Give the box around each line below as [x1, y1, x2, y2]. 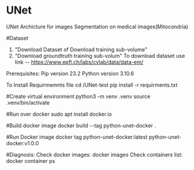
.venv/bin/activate [6, 99, 50, 106]
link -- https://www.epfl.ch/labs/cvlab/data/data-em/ [14, 58, 144, 66]
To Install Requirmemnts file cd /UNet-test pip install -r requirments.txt [6, 81, 178, 89]
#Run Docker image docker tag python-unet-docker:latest [6, 133, 148, 140]
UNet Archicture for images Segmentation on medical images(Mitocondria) [6, 23, 189, 30]
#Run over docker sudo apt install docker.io [6, 110, 112, 117]
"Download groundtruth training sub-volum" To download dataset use [14, 52, 185, 59]
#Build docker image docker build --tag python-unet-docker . [6, 122, 156, 129]
